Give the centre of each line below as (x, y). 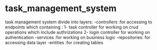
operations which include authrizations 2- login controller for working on (78, 32)
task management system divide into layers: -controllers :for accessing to (78, 22)
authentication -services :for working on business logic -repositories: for (78, 37)
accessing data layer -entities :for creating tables (54, 42)
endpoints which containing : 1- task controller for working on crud (72, 27)
